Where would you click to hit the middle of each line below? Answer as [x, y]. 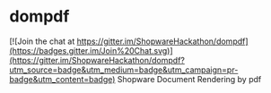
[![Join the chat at [42, 41]
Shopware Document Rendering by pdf [189, 79]
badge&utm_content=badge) [62, 79]
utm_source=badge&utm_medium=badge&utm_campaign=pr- [124, 70]
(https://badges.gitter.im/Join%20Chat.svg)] [91, 50]
